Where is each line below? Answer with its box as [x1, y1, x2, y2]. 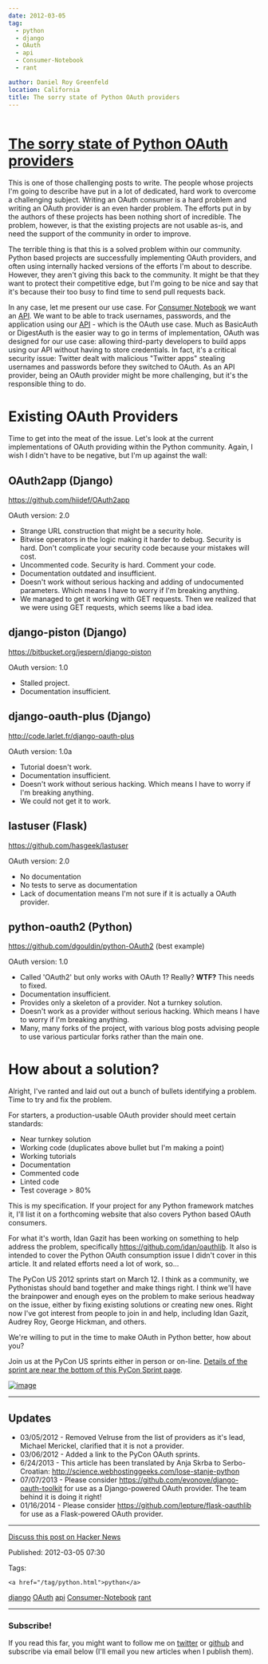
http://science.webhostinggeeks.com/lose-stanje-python [51, 1466, 240, 1477]
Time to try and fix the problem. [8, 1095, 112, 1105]
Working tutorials [19, 1152, 77, 1161]
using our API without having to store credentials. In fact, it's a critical [8, 345, 237, 355]
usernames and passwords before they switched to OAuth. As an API [8, 362, 235, 372]
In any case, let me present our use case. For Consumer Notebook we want [8, 303, 257, 312]
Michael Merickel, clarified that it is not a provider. [19, 1441, 185, 1451]
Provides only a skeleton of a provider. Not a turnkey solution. [19, 998, 223, 1008]
